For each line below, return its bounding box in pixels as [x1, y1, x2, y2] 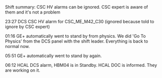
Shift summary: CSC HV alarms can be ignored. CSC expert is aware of [5, 4, 148, 10]
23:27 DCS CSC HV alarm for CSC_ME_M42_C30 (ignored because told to [5, 19, 155, 24]
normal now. [5, 44, 30, 49]
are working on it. [5, 67, 40, 73]
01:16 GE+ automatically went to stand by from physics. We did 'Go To [5, 33, 146, 39]
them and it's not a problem [5, 9, 61, 15]
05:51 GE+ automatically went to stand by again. [5, 53, 102, 59]
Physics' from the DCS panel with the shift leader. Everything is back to [5, 38, 148, 44]
